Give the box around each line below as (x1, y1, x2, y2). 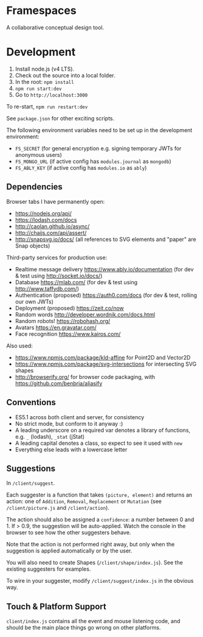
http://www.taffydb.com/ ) (15, 285, 80, 292)
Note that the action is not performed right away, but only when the (6, 541, 175, 548)
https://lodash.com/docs (15, 216, 77, 223)
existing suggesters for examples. (6, 565, 91, 573)
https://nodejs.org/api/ (15, 209, 72, 217)
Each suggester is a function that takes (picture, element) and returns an (6, 491, 193, 499)
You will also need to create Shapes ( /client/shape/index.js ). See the (6, 559, 184, 566)
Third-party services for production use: (6, 254, 108, 261)
